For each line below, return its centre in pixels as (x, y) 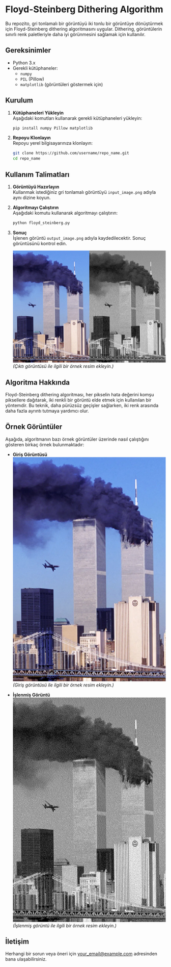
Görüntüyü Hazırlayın (36, 187)
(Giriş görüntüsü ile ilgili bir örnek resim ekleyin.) (63, 685)
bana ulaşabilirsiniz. (26, 959)
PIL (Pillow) (32, 79)
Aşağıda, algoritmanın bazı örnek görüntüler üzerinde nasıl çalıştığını (77, 439)
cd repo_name (26, 159)
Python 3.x (24, 63)
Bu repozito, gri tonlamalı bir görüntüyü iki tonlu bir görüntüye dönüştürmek (84, 23)
